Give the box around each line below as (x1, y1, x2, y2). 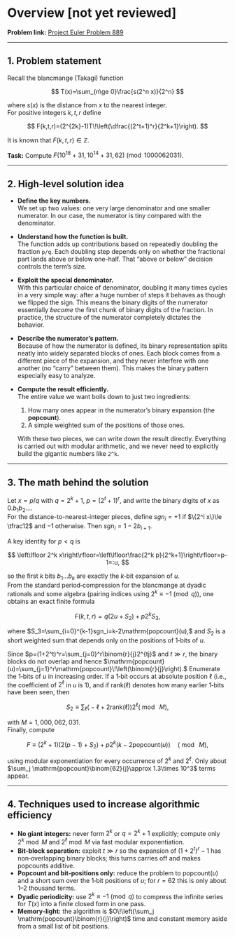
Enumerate (188, 664, 220, 673)
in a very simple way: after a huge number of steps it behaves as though (17, 291, 226, 299)
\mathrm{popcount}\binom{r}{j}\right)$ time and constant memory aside (17, 915, 227, 923)
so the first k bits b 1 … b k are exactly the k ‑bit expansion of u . (7, 572, 180, 581)
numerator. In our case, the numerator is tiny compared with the (17, 212, 201, 220)
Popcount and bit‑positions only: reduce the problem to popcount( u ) (17, 868, 219, 877)
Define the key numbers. (17, 196, 91, 205)
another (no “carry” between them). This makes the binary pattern (17, 364, 208, 372)
